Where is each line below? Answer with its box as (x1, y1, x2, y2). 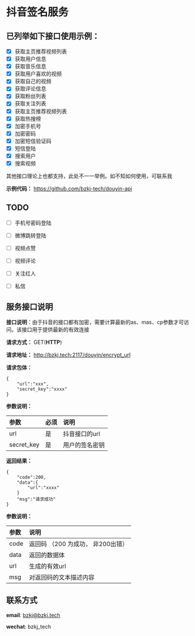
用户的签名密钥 (63, 441, 105, 449)
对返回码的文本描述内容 (28, 574, 95, 581)
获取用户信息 (14, 55, 46, 62)
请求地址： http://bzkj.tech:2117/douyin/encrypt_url (6, 352, 131, 358)
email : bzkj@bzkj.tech (6, 611, 60, 619)
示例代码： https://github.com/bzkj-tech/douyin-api (6, 185, 132, 192)
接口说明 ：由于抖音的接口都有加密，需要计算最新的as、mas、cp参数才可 (6, 319, 184, 325)
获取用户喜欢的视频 (14, 70, 62, 77)
